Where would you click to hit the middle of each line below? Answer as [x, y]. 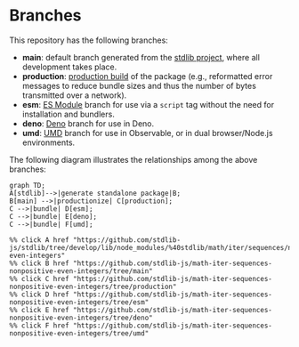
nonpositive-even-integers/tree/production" [93, 286]
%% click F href [39, 326]
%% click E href [39, 310]
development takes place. [69, 67]
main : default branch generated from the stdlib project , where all [141, 57]
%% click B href [39, 263]
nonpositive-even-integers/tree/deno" [81, 318]
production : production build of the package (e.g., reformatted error [147, 76]
